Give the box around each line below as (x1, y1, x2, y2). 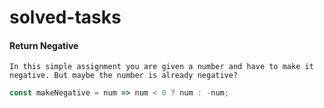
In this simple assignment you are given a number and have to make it (9, 62, 314, 72)
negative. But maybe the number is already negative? (9, 71, 239, 81)
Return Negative (9, 39, 79, 51)
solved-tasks (9, 6, 122, 29)
